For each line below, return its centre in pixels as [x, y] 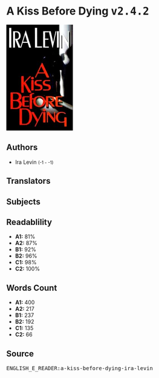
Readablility [29, 222]
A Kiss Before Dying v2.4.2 [78, 11]
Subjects [23, 202]
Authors [22, 147]
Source [20, 354]
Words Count [32, 288]
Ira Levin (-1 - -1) [34, 162]
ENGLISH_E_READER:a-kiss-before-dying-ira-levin [79, 368]
